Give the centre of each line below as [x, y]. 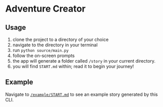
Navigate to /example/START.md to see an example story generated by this [81, 94]
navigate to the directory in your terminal [55, 45]
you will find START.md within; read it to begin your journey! [73, 66]
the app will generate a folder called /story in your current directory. [84, 61]
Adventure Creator [46, 9]
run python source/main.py [40, 50]
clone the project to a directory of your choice [60, 39]
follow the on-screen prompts [44, 56]
